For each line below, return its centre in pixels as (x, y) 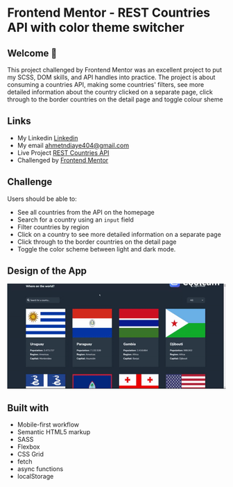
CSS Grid (30, 454)
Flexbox (28, 447)
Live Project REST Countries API (63, 152)
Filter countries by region (53, 226)
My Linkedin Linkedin (48, 138)
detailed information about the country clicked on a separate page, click (110, 92)
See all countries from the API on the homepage (86, 212)
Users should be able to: (42, 199)
